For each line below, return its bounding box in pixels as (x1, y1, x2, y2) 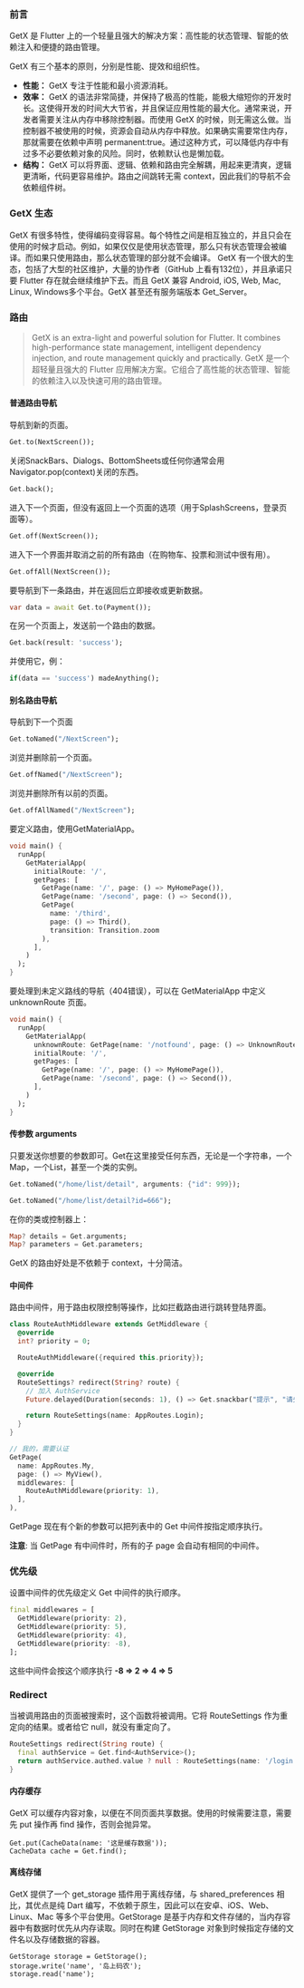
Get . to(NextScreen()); (9, 438, 95, 447)
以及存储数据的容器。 (24, 1934, 105, 1944)
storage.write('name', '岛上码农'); (9, 1961, 142, 1971)
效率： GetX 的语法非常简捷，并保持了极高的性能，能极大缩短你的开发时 (22, 92, 292, 102)
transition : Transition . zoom (49, 926, 160, 935)
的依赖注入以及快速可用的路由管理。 (31, 374, 167, 386)
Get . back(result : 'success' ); (9, 638, 124, 647)
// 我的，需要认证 (9, 1444, 70, 1454)
